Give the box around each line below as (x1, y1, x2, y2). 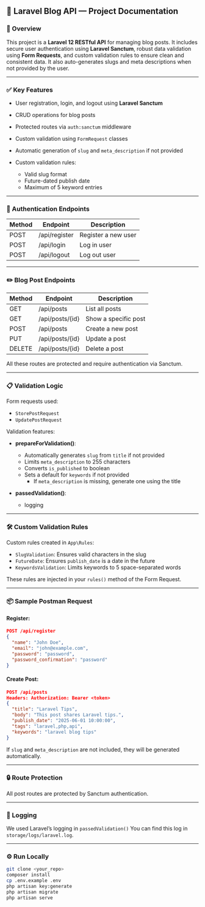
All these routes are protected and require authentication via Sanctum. (6, 359, 183, 367)
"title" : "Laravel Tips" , (12, 706, 78, 712)
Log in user (79, 241, 112, 249)
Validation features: (6, 427, 56, 435)
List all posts (85, 304, 121, 313)
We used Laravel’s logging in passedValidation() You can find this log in (6, 825, 188, 832)
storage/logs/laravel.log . (6, 831, 74, 839)
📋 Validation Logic (6, 381, 63, 390)
